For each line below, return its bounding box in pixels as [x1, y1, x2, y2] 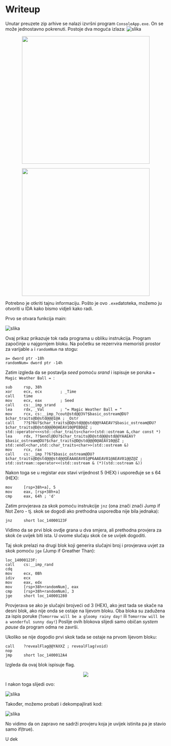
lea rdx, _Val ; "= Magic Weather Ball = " [5, 407, 123, 412]
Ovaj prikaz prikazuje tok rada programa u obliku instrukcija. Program [5, 335, 151, 341]
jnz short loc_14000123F [5, 518, 67, 523]
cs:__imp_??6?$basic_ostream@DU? [23, 451, 95, 456]
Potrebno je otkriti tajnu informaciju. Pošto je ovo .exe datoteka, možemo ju [5, 300, 162, 306]
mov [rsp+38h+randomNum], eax [5, 584, 79, 589]
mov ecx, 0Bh [5, 571, 42, 576]
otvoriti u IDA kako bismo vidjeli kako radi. [5, 305, 93, 311]
